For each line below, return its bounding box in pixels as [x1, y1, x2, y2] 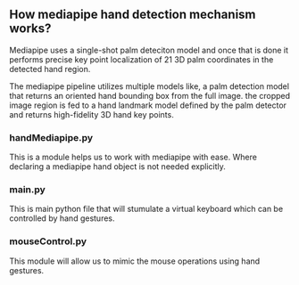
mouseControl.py [9, 235, 87, 248]
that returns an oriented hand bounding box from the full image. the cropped [9, 90, 291, 101]
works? [9, 21, 52, 37]
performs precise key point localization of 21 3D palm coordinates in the [9, 53, 274, 65]
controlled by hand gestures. [9, 213, 115, 224]
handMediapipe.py [9, 131, 94, 143]
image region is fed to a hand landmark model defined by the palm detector [9, 100, 287, 110]
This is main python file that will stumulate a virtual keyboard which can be [9, 204, 284, 215]
